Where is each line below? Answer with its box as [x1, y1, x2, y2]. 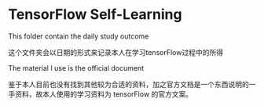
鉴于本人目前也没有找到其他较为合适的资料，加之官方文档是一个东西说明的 [8, 79, 249, 89]
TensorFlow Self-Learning [8, 5, 182, 24]
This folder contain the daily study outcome [8, 31, 149, 41]
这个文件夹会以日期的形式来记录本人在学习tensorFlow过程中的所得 [8, 47, 224, 57]
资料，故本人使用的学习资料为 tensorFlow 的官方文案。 [14, 89, 193, 99]
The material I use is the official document [8, 63, 144, 72]
